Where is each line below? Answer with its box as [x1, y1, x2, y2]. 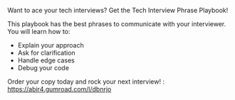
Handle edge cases [17, 56, 75, 65]
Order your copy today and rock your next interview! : [7, 77, 165, 86]
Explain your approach [17, 41, 84, 49]
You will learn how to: [7, 28, 70, 35]
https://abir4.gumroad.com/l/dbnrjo [7, 85, 112, 93]
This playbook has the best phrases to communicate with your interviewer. [7, 20, 226, 28]
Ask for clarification [17, 49, 76, 57]
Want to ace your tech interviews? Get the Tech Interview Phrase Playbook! [7, 6, 229, 14]
